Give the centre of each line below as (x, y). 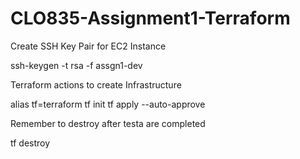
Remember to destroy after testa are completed (108, 123)
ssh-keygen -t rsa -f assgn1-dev (76, 65)
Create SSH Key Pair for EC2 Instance (88, 46)
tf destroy (30, 143)
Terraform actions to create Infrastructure (96, 84)
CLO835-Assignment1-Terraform (150, 18)
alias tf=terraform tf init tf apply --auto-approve (108, 104)
